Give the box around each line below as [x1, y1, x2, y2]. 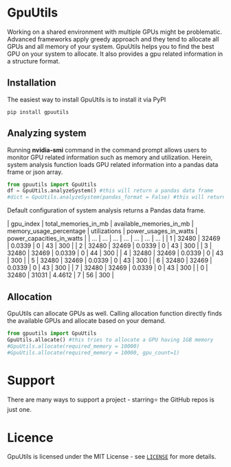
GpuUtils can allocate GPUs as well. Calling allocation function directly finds [7, 309, 222, 317]
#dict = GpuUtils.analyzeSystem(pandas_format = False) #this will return [7, 194, 226, 201]
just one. [7, 406, 32, 414]
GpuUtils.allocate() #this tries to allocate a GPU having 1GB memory [7, 336, 214, 343]
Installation [7, 77, 56, 89]
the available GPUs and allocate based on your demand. [7, 317, 166, 325]
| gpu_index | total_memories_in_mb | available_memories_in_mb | [7, 219, 194, 228]
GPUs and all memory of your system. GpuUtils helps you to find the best [7, 42, 214, 50]
